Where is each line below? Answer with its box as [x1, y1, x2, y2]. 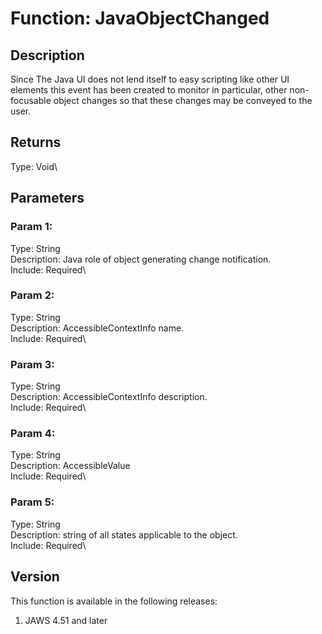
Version [10, 568, 60, 586]
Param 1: [10, 220, 53, 234]
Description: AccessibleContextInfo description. [10, 391, 208, 403]
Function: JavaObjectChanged [10, 7, 270, 30]
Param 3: [10, 357, 55, 371]
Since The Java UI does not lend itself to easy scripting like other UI [10, 73, 290, 85]
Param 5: [10, 495, 55, 509]
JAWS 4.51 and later [24, 614, 108, 626]
